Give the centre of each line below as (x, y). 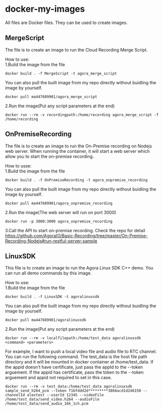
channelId (15, 395)
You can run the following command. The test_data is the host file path (76, 357)
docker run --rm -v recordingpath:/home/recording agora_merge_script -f (82, 115)
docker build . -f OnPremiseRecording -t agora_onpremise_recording (76, 180)
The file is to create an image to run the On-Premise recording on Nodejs (79, 146)
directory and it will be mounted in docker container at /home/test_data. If (79, 362)
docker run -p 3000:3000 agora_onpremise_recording (59, 221)
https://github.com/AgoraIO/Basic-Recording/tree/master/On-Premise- (76, 236)
